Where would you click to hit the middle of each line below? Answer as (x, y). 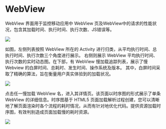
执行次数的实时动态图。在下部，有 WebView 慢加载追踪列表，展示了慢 (77, 61)
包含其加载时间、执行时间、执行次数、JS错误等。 (64, 29)
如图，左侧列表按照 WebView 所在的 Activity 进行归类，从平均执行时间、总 (81, 49)
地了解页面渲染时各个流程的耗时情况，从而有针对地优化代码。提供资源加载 (81, 106)
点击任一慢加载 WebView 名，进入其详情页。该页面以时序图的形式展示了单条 (83, 93)
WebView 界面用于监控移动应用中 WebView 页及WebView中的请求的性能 (79, 23)
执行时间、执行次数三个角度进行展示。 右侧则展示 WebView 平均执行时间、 (82, 55)
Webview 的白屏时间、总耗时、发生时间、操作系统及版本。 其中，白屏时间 (81, 67)
